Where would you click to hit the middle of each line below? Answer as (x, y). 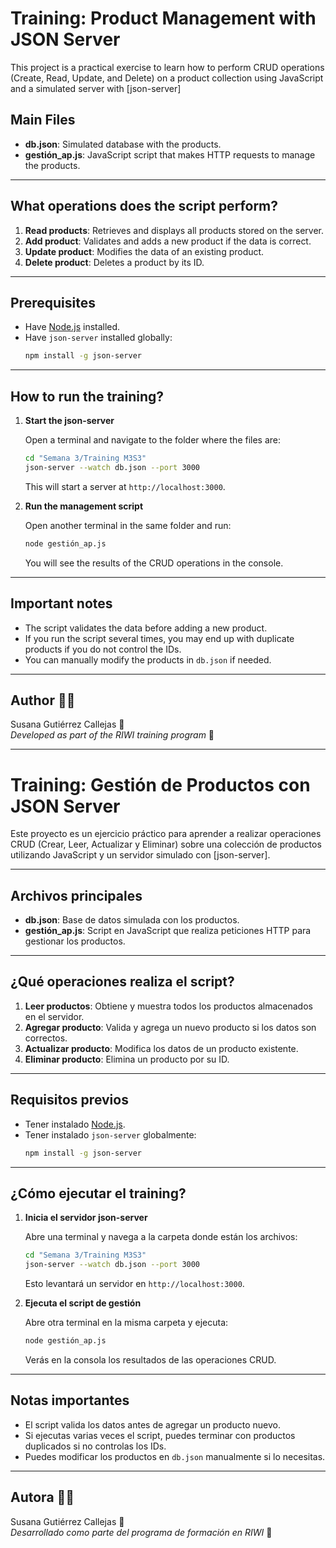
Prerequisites (53, 302)
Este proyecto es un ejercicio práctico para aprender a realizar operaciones (166, 834)
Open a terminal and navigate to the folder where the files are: (153, 440)
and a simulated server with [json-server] (96, 88)
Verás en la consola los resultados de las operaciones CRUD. (150, 1360)
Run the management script (84, 506)
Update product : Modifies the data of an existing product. (144, 251)
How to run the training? (87, 396)
